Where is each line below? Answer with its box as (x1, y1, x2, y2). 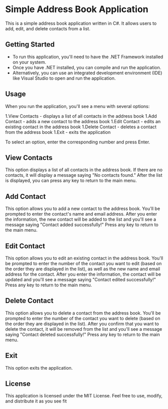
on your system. (12, 59, 46, 65)
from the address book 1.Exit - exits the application (5, 129, 111, 135)
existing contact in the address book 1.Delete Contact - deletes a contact (5, 124, 157, 130)
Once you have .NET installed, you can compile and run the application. (12, 64, 161, 70)
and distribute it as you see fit (5, 398, 67, 404)
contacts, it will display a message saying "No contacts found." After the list (5, 172, 162, 178)
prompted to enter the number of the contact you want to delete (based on (5, 315, 160, 321)
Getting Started (5, 40, 55, 49)
